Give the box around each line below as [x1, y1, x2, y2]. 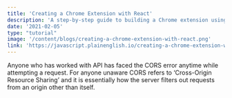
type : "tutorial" [7, 29, 57, 37]
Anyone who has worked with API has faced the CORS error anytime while [7, 61, 219, 69]
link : [7, 42, 23, 49]
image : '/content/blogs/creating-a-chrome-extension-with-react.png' [7, 36, 212, 43]
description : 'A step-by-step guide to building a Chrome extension [7, 17, 209, 23]
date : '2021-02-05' [7, 23, 64, 30]
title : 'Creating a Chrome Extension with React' [7, 10, 153, 17]
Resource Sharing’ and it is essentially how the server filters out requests [7, 76, 215, 84]
